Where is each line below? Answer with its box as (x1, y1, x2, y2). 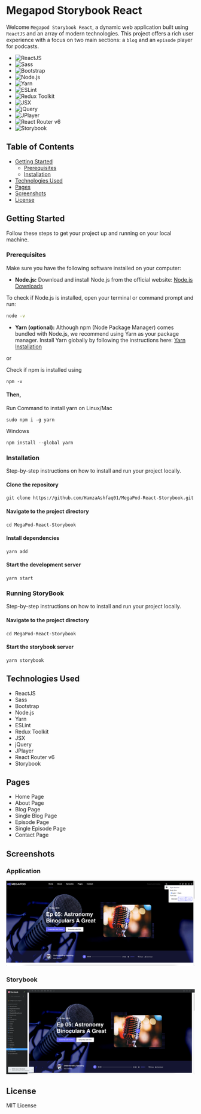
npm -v (6, 378, 23, 384)
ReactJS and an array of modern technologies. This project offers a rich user (6, 29, 194, 37)
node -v (6, 313, 26, 319)
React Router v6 (14, 753, 55, 760)
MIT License (6, 1101, 37, 1109)
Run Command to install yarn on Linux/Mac (6, 404, 112, 411)
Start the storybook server (6, 643, 74, 650)
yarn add (6, 548, 28, 554)
